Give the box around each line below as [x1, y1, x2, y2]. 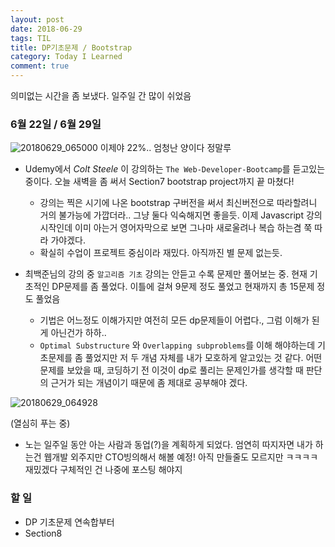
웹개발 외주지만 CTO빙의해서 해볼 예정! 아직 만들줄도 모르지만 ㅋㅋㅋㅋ [43, 451, 319, 463]
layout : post [10, 14, 65, 25]
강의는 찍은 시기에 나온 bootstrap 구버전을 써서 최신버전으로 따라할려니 [39, 197, 318, 209]
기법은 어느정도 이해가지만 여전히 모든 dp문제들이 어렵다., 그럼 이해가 [39, 314, 310, 326]
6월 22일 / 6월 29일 [10, 117, 102, 131]
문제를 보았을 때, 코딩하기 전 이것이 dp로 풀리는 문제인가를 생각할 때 [39, 364, 304, 376]
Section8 [24, 527, 63, 539]
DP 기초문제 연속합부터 [24, 516, 115, 528]
